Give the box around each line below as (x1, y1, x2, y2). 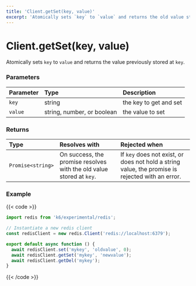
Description (122, 88, 156, 97)
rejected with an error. (120, 172, 181, 181)
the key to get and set (122, 98, 183, 106)
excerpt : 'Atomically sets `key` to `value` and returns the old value (6, 14, 184, 20)
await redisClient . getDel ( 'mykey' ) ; (11, 257, 100, 264)
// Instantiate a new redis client (6, 225, 93, 231)
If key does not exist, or (120, 151, 184, 159)
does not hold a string (120, 158, 181, 166)
